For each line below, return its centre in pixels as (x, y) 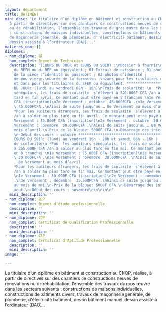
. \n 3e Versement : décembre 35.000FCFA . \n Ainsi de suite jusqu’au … (88, 181)
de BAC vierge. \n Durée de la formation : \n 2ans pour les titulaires (86, 79)
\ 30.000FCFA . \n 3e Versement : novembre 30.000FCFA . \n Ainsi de (84, 157)
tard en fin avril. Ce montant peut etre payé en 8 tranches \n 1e (84, 97)
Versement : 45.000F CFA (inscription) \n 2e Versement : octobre (82, 120)
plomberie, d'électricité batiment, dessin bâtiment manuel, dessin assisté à (81, 299)
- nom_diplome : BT (24, 56)
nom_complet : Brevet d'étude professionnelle (57, 204)
